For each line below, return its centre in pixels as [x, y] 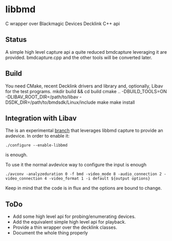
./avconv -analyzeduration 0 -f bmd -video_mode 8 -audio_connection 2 [83, 174]
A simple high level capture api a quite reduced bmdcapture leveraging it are [86, 52]
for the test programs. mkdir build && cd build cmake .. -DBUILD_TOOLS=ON [86, 91]
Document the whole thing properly [50, 233]
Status [16, 40]
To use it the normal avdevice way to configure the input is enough [76, 165]
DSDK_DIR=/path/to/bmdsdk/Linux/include [51, 102]
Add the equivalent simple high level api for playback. [69, 222]
